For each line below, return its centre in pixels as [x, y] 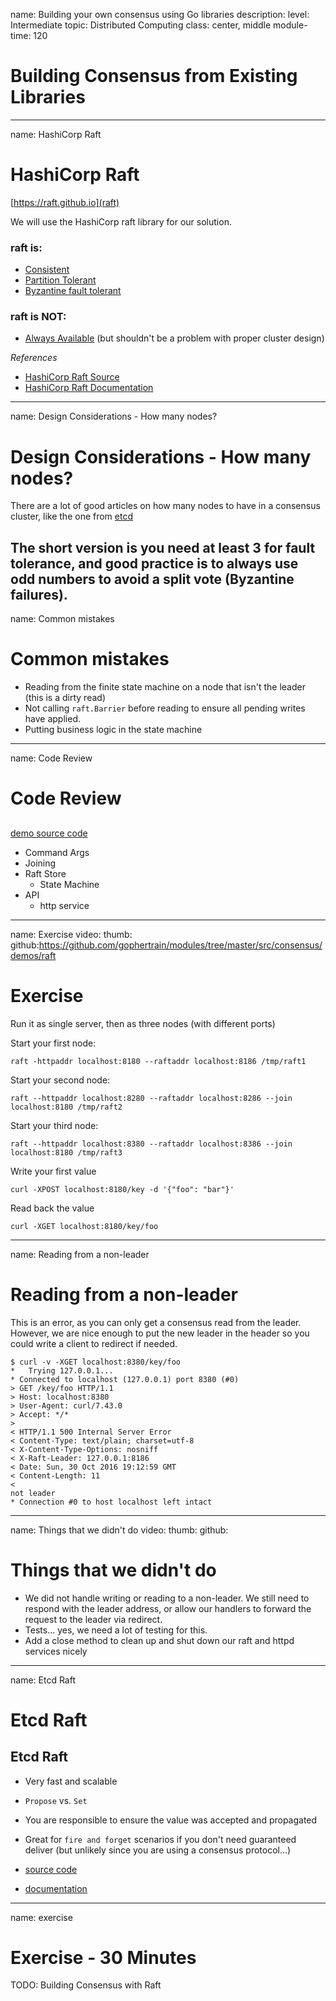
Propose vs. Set [56, 1800]
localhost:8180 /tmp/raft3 [66, 1152]
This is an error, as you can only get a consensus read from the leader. [156, 1322]
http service [64, 905]
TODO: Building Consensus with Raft [86, 1985]
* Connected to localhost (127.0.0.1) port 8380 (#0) [125, 1379]
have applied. [52, 719]
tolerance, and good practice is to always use [154, 563]
